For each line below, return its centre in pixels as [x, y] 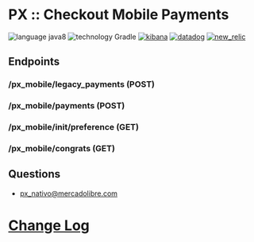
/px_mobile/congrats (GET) [62, 149]
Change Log [49, 226]
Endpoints [34, 62]
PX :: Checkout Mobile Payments [119, 15]
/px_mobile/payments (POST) [67, 106]
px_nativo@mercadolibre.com [68, 193]
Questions [35, 174]
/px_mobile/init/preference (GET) [73, 127]
